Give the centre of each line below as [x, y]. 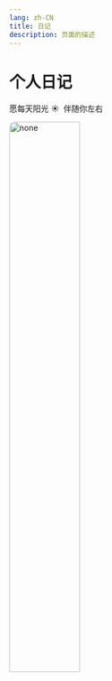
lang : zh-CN [31, 18]
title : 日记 [30, 26]
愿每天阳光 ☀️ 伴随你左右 [56, 108]
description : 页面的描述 [52, 34]
